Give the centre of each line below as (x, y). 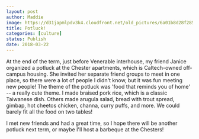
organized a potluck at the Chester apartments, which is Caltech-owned (94, 67)
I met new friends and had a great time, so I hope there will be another (92, 123)
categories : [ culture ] (34, 34)
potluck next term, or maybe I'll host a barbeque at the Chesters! (85, 129)
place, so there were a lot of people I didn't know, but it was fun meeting (94, 80)
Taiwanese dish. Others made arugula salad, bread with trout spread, (90, 99)
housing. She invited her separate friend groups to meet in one (104, 74)
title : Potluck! (26, 28)
